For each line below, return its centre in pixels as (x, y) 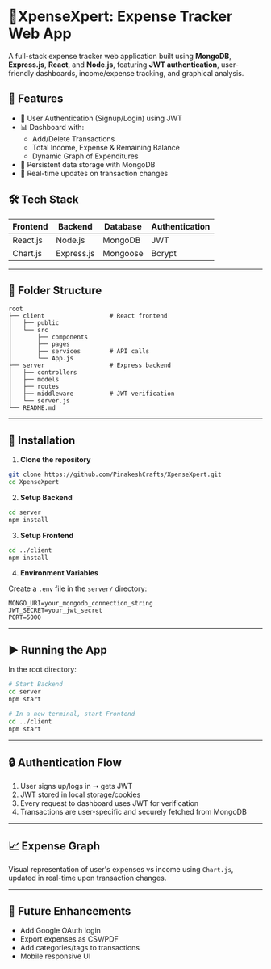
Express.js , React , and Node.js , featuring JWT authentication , (114, 65)
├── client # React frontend (88, 316)
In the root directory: (42, 669)
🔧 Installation (42, 440)
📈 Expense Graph (54, 846)
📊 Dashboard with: (52, 127)
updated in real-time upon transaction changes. (88, 878)
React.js (27, 240)
